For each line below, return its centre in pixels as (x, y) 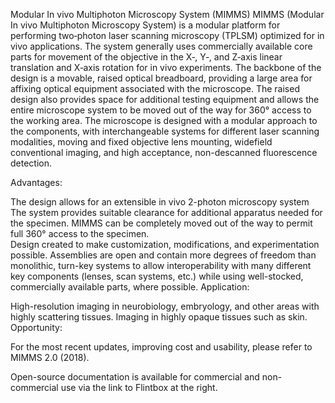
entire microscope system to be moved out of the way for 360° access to (161, 110)
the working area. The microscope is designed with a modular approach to (164, 120)
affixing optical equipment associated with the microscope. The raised (155, 88)
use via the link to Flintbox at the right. (139, 387)
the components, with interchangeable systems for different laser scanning (165, 131)
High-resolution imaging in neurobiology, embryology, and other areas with (165, 306)
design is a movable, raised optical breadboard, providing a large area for (161, 78)
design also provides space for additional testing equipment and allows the (165, 99)
